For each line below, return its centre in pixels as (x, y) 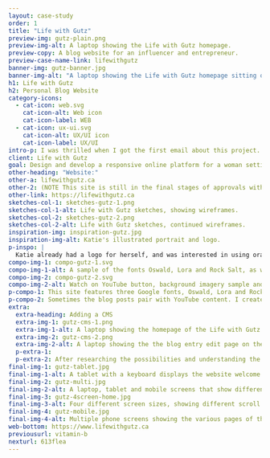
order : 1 (23, 23)
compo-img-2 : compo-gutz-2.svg (61, 277)
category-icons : (35, 98)
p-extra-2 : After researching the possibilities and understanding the (138, 360)
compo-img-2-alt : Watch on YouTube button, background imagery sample (129, 285)
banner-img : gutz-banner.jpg (57, 68)
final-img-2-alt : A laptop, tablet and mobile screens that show (120, 389)
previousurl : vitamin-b (48, 434)
